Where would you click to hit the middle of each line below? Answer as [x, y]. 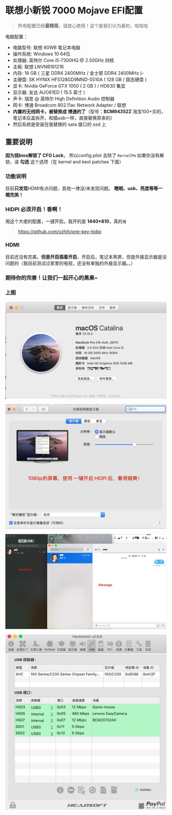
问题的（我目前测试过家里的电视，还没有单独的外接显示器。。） [70, 263]
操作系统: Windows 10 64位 [41, 54]
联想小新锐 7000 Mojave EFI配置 [74, 11]
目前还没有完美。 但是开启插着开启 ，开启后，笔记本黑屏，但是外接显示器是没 [86, 257]
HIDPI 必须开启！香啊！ [34, 209]
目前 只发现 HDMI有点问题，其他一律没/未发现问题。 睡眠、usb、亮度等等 [82, 189]
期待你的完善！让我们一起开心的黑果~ [52, 278]
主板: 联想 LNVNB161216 [38, 67]
